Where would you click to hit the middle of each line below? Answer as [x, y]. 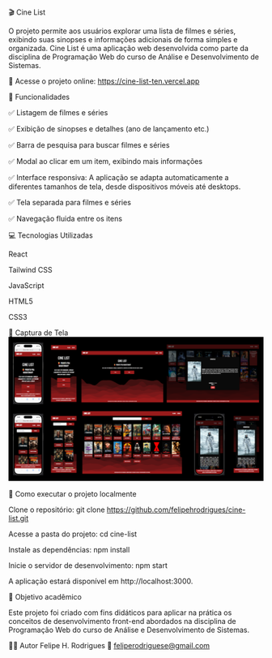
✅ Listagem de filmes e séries [58, 112]
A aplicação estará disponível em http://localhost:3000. [101, 581]
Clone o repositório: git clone [57, 510]
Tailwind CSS [30, 270]
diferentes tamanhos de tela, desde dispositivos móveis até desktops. [125, 187]
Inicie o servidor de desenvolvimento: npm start [88, 565]
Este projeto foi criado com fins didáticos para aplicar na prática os [120, 613]
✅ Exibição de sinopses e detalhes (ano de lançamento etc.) [109, 129]
